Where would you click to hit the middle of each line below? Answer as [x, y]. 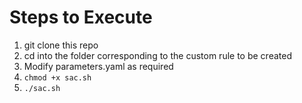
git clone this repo [61, 45]
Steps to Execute [81, 17]
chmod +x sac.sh [57, 77]
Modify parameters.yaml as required [98, 66]
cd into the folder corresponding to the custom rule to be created [157, 55]
